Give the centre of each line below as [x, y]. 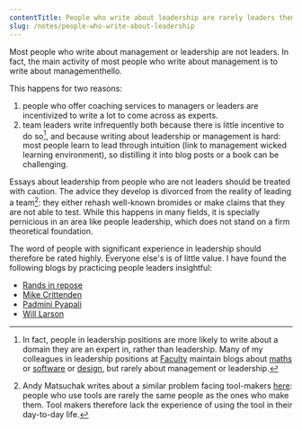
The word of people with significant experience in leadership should [135, 248]
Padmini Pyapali [52, 304]
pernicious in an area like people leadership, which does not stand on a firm [150, 221]
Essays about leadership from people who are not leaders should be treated [150, 182]
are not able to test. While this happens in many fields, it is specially [135, 211]
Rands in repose [53, 285]
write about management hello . [66, 71]
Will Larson [43, 313]
